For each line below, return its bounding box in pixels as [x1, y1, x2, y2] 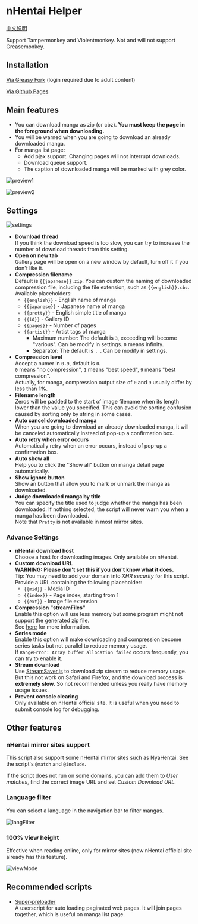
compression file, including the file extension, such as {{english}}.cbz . [14, 284, 190, 291]
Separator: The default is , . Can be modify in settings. [32, 347, 168, 355]
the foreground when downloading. [14, 127, 105, 134]
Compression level [14, 353, 62, 361]
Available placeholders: [14, 290, 73, 297]
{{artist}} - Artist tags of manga [23, 328, 106, 335]
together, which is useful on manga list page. [14, 910, 125, 917]
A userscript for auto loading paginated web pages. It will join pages [14, 904, 183, 911]
